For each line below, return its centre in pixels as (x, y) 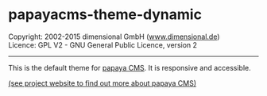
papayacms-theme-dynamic (105, 15)
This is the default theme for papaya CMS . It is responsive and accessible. (130, 67)
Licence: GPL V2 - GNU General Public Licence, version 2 (103, 44)
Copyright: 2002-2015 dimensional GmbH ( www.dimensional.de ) (114, 36)
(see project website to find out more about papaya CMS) (103, 83)
